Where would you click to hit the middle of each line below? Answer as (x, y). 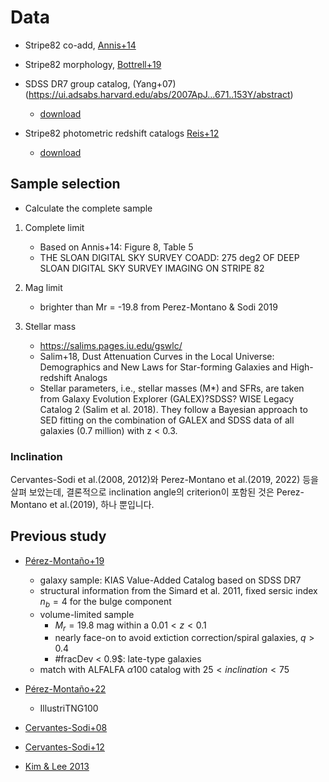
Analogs (90, 377)
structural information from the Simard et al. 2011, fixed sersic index (178, 590)
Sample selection (65, 184)
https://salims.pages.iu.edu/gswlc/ (111, 345)
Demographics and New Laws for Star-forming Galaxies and (163, 367)
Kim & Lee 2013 (57, 767)
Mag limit (43, 287)
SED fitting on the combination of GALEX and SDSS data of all (167, 420)
